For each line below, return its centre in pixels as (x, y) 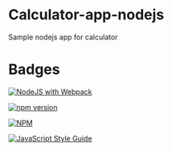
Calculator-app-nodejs (86, 15)
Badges (34, 69)
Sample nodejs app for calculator (63, 37)
